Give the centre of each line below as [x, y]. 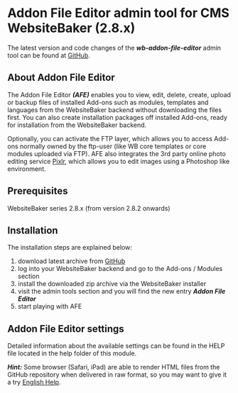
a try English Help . [34, 382]
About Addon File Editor [61, 78]
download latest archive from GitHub [71, 261]
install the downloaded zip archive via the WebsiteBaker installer [112, 284]
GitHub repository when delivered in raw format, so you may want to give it [117, 375]
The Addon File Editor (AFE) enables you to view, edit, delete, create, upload [119, 94]
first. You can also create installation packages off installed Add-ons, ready [117, 117]
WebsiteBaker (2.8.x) [71, 28]
